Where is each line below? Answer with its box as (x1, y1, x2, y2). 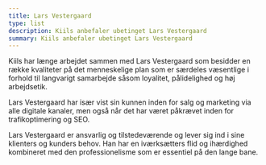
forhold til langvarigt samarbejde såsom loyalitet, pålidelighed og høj (8, 73, 235, 83)
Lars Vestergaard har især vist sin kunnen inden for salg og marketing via (8, 97, 251, 107)
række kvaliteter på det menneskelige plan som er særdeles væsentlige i (8, 65, 250, 75)
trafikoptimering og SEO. (8, 114, 90, 125)
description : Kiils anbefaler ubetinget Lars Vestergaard (8, 27, 207, 35)
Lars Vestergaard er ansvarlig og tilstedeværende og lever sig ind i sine (8, 130, 245, 140)
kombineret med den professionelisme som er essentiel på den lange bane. (8, 147, 259, 157)
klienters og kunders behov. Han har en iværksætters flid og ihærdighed (8, 138, 248, 149)
